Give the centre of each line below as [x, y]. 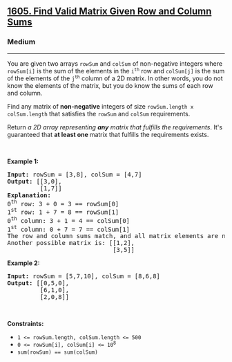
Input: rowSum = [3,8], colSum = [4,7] [75, 174]
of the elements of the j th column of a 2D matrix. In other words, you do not [115, 78]
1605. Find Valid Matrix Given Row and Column [109, 11]
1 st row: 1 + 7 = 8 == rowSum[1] [63, 211]
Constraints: [26, 324]
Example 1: [23, 161]
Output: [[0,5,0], [38, 283]
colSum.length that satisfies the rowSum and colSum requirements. [99, 114]
